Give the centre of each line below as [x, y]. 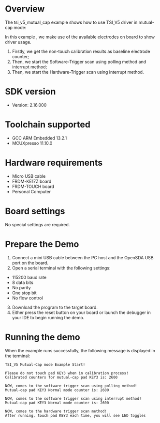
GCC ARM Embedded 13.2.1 [39, 138]
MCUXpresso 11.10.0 [32, 143]
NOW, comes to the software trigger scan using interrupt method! [73, 398]
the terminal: [18, 356]
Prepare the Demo [42, 244]
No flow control [27, 298]
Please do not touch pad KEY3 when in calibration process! [67, 373]
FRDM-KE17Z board [32, 181]
